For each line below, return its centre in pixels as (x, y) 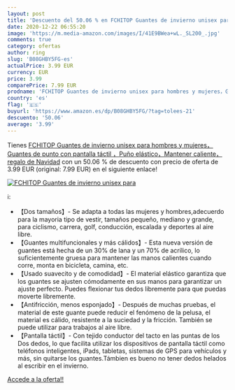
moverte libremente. (46, 296)
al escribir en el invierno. (53, 366)
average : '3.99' (31, 124)
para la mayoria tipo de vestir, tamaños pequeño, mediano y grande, (116, 219)
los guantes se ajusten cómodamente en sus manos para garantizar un (120, 281)
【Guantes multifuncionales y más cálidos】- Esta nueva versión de (115, 243)
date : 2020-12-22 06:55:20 (47, 27)
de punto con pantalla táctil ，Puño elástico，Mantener (112, 154)
